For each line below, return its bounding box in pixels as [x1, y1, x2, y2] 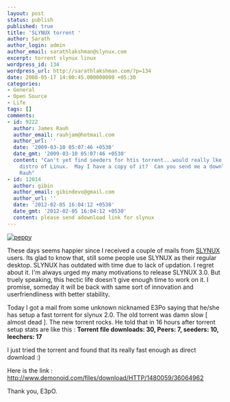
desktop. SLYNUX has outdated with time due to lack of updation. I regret [7, 261, 214, 269]
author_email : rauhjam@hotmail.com [13, 131, 115, 138]
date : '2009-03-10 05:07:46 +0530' [13, 144, 115, 151]
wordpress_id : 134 [7, 61, 60, 68]
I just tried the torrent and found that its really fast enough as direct [7, 346, 196, 354]
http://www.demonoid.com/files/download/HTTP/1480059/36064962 [7, 373, 204, 381]
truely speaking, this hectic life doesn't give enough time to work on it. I [7, 275, 209, 283]
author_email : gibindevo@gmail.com [13, 189, 115, 196]
